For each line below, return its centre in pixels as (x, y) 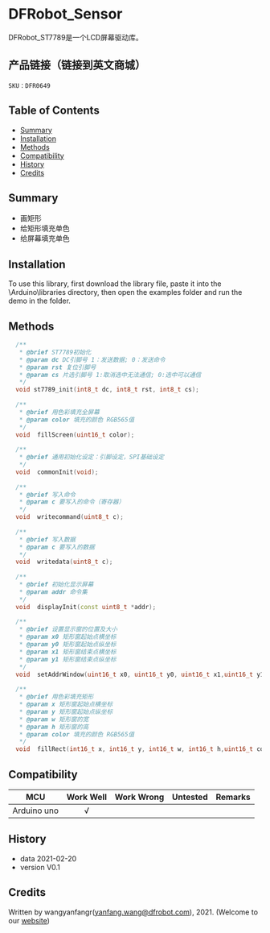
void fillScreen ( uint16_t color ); (75, 435)
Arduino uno (35, 811)
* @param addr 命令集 (53, 592)
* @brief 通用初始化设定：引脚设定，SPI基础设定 (92, 457)
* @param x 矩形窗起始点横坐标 (66, 704)
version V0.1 (40, 867)
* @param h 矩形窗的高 (54, 727)
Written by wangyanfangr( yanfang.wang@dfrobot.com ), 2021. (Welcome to (133, 912)
